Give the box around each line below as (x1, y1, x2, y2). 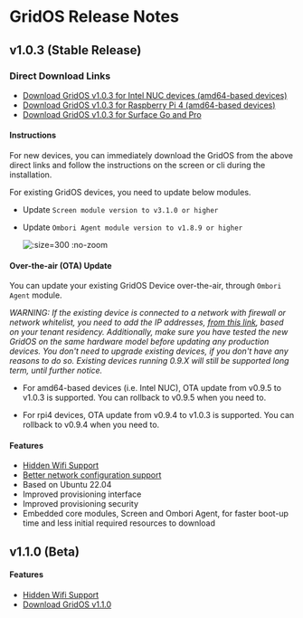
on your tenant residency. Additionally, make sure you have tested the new (9, 327, 289, 338)
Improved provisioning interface (22, 489, 142, 499)
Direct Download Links (9, 70, 111, 82)
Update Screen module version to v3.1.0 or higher (22, 204, 219, 215)
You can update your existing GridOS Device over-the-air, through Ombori (9, 280, 282, 291)
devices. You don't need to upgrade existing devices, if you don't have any (9, 346, 289, 357)
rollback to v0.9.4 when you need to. (22, 419, 160, 431)
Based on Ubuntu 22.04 (22, 480, 112, 490)
